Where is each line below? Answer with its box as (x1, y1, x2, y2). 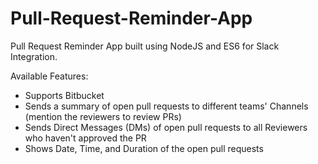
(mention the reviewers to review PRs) (24, 110, 182, 122)
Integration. (10, 50, 58, 62)
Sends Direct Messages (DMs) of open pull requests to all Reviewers (24, 121, 308, 133)
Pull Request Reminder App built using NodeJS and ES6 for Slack (10, 40, 280, 52)
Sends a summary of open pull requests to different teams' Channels (24, 100, 309, 112)
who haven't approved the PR (24, 132, 147, 144)
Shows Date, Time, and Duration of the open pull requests (24, 142, 264, 154)
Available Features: (10, 70, 89, 82)
